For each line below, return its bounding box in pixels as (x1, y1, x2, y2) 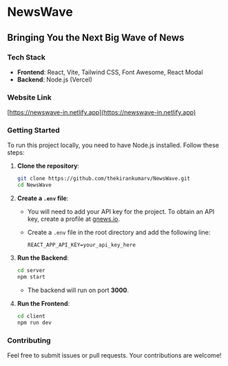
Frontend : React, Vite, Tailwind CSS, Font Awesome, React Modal (17, 68, 203, 76)
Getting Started (7, 126, 60, 135)
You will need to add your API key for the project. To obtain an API (27, 208, 215, 216)
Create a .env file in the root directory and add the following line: (27, 229, 211, 237)
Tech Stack (7, 52, 46, 62)
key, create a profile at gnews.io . (27, 215, 121, 223)
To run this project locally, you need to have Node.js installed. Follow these (7, 141, 219, 149)
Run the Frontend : (17, 299, 70, 307)
